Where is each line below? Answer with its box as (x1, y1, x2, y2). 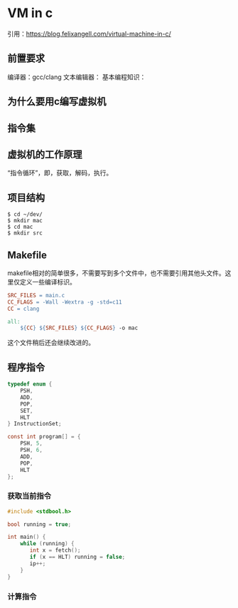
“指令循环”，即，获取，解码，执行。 (7, 169, 113, 177)
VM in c (7, 5, 53, 21)
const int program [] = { (7, 433, 81, 440)
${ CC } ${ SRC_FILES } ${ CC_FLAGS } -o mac (20, 324, 139, 332)
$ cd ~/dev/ (7, 211, 43, 218)
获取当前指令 (7, 491, 52, 501)
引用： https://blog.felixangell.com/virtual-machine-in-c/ (7, 29, 172, 38)
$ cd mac (7, 223, 33, 231)
